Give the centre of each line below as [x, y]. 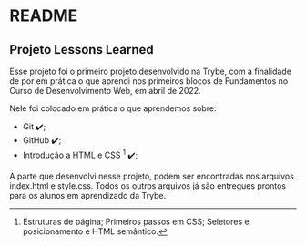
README [44, 16]
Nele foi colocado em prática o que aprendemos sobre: [113, 108]
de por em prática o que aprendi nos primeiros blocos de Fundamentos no [149, 81]
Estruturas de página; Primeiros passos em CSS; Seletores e [136, 221]
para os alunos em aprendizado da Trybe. [88, 195]
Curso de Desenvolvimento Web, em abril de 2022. [106, 91]
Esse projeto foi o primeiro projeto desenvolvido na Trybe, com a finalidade [150, 71]
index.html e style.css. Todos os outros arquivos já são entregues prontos [148, 185]
